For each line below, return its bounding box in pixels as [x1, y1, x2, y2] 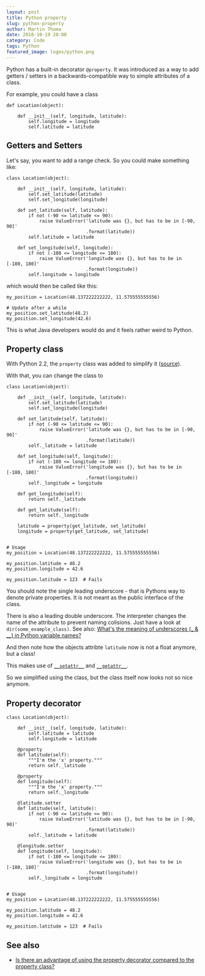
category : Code [6, 37, 45, 43]
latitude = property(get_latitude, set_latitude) [17, 523, 147, 530]
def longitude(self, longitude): [17, 849, 103, 855]
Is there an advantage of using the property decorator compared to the [15, 956, 195, 963]
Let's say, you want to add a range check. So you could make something [6, 157, 190, 164]
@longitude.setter [17, 843, 64, 849]
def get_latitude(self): [17, 507, 81, 513]
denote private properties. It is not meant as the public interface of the [6, 594, 184, 601]
